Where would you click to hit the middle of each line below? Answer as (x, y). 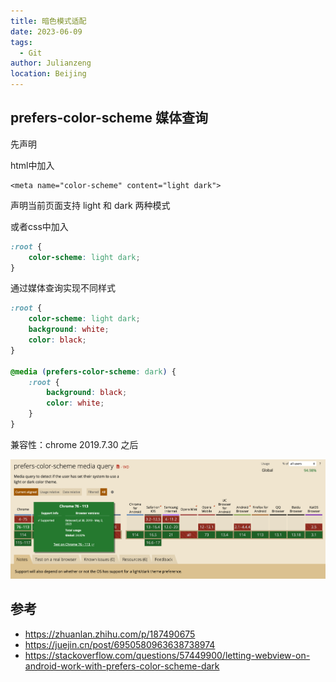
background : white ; (69, 330)
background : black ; (87, 393)
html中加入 (32, 165)
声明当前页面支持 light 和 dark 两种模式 (90, 205)
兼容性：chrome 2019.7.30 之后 (74, 444)
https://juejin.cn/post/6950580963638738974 (120, 644)
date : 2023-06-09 (46, 31)
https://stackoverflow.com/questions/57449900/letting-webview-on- (167, 655)
